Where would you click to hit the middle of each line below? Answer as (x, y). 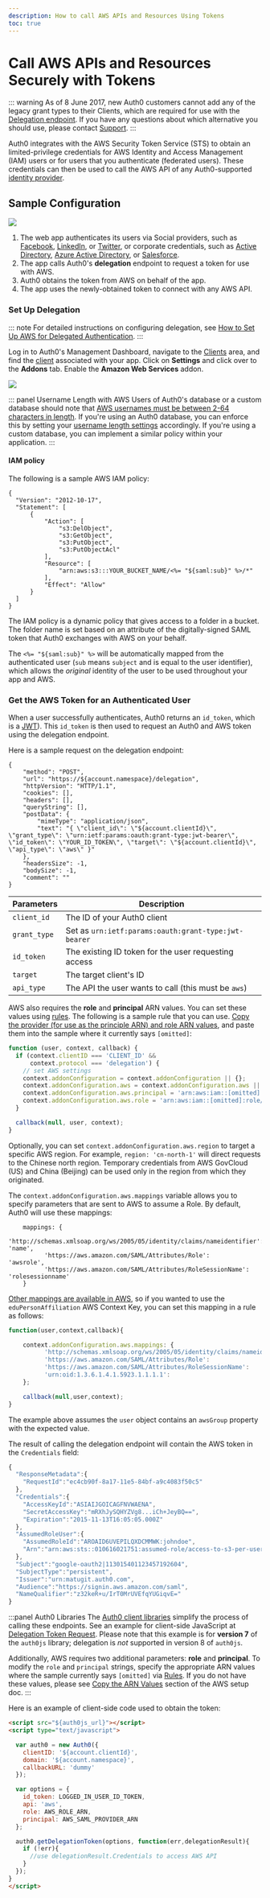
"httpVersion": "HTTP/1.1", (70, 786)
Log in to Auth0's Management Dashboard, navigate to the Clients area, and (134, 352)
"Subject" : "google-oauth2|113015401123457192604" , (102, 1564)
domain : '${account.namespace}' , (79, 1760)
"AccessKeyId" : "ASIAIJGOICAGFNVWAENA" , (90, 1504)
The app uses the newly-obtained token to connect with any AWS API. (136, 289)
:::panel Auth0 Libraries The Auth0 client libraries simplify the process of (129, 1617)
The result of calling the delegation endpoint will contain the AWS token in (131, 1444)
